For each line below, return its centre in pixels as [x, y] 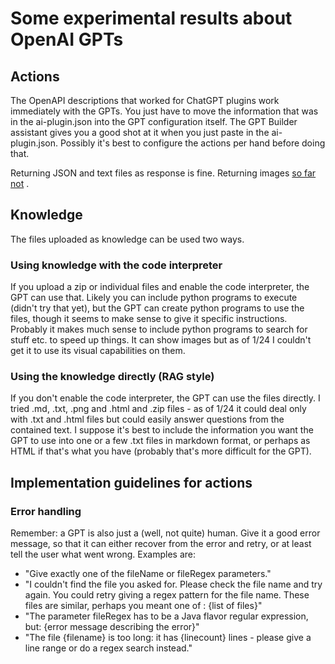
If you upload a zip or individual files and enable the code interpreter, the [160, 287]
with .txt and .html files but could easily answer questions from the [147, 419]
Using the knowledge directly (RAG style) [112, 377]
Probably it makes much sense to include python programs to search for [159, 329]
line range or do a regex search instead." [108, 648]
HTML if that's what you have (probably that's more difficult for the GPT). [161, 451]
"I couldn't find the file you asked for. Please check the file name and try [173, 584]
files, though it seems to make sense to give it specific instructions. [149, 319]
